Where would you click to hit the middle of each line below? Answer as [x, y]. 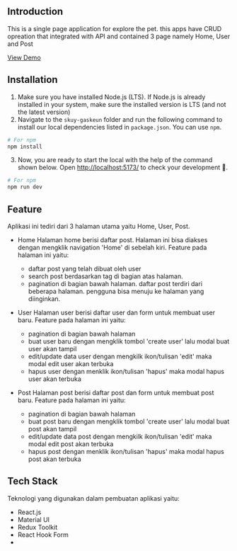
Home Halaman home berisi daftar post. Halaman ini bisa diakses [112, 239]
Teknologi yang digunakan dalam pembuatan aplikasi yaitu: [94, 498]
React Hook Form [43, 535]
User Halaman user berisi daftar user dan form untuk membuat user [116, 312]
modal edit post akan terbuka [71, 444]
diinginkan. [44, 299]
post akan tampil [52, 428]
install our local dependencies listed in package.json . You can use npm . [119, 127]
